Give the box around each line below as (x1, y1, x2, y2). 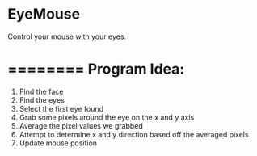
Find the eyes (19, 95, 65, 105)
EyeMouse (7, 5, 81, 23)
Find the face (19, 86, 64, 96)
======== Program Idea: (7, 60, 185, 78)
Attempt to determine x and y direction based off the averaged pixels (19, 129, 249, 139)
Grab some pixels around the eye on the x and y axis (19, 112, 195, 122)
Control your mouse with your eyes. (7, 32, 127, 41)
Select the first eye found (19, 103, 104, 113)
